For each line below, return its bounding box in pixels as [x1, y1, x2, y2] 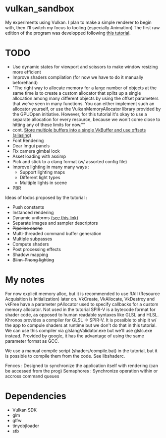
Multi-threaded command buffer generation [12, 230, 102, 236]
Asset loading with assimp [12, 153, 66, 159]
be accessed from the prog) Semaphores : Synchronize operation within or [5, 368, 158, 374]
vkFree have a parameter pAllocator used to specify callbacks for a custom [5, 301, 159, 307]
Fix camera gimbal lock [12, 148, 60, 154]
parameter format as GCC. [5, 338, 59, 344]
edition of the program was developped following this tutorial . [5, 30, 131, 36]
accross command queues [5, 373, 59, 379]
